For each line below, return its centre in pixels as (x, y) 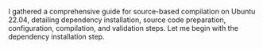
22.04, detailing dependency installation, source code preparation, (117, 20)
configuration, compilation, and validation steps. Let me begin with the (123, 28)
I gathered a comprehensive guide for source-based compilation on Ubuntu (132, 11)
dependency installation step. (56, 36)
